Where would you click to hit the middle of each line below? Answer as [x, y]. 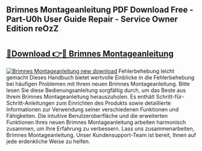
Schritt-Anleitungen [30, 103]
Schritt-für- [170, 97]
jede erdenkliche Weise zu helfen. [48, 141]
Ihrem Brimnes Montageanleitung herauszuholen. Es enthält [80, 97]
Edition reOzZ [33, 29]
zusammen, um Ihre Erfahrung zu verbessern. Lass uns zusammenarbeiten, [100, 128]
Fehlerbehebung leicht [147, 71]
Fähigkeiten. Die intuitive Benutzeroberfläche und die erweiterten [87, 116]
